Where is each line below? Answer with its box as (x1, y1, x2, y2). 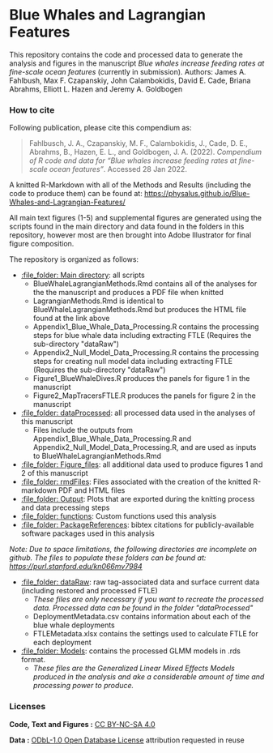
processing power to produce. (32, 681, 134, 691)
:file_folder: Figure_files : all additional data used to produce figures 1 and (20, 460, 263, 469)
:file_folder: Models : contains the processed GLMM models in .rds (20, 646, 241, 656)
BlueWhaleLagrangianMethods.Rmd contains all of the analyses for (32, 279, 258, 289)
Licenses (9, 701, 46, 712)
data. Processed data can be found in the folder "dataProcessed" (32, 603, 254, 613)
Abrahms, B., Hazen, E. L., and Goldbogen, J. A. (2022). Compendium (28, 148, 262, 157)
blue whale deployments (32, 620, 116, 630)
